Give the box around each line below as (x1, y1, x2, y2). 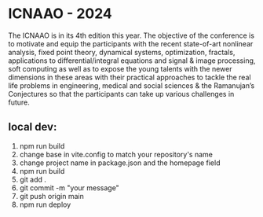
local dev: (8, 120, 57, 134)
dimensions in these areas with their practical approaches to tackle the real (8, 72, 251, 82)
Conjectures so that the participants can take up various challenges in (8, 89, 235, 98)
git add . (19, 175, 47, 184)
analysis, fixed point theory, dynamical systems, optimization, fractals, (8, 47, 236, 57)
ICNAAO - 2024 (8, 5, 112, 23)
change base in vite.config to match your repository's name (19, 149, 214, 159)
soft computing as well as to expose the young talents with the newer (8, 64, 233, 73)
